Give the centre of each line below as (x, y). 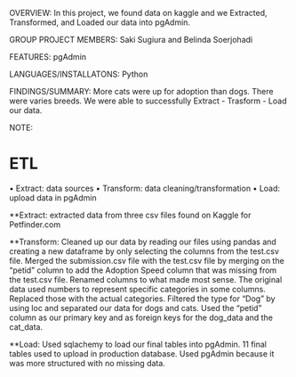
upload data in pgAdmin (53, 197)
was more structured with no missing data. (88, 363)
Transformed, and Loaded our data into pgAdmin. (100, 22)
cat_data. (26, 327)
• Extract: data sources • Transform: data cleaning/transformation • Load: (145, 188)
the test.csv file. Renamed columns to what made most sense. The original (146, 279)
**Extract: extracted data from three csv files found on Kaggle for (130, 215)
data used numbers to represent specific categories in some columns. (138, 289)
